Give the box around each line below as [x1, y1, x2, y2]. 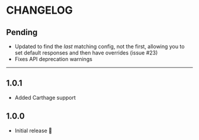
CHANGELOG [6, 4, 73, 17]
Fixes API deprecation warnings [14, 56, 93, 62]
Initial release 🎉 [14, 127, 52, 134]
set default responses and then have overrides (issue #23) [14, 49, 158, 56]
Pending [6, 27, 38, 37]
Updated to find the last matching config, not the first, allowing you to [14, 43, 185, 50]
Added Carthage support [14, 94, 76, 101]
